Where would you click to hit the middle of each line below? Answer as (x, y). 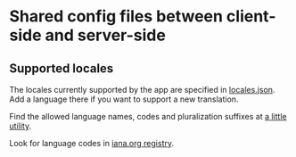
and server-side (106, 35)
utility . (21, 126)
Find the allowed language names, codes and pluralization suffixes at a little (148, 116)
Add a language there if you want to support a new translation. (124, 99)
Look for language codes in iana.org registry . (92, 143)
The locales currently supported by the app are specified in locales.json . (142, 90)
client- (251, 17)
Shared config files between (116, 17)
